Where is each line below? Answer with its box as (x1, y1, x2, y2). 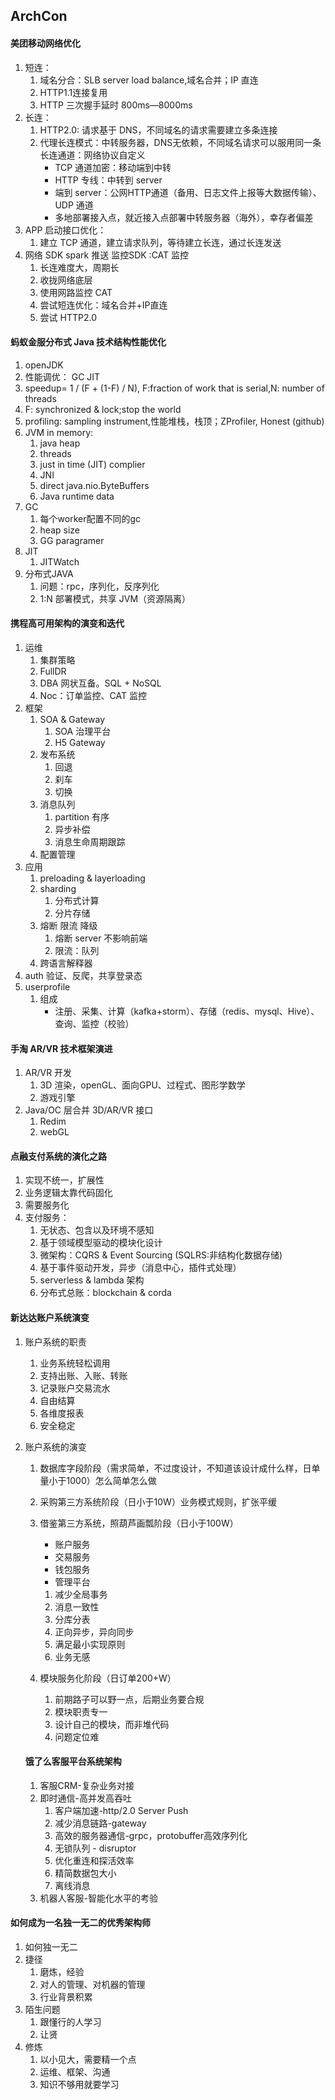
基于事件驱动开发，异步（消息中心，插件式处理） (39, 1262, 242, 1274)
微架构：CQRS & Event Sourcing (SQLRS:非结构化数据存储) (39, 1249, 283, 1261)
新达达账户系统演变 (10, 1312, 90, 1323)
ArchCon (10, 8, 68, 25)
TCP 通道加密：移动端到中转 (54, 161, 172, 173)
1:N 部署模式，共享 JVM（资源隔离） (39, 592, 192, 604)
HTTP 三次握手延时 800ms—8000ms (39, 99, 193, 111)
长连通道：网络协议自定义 (39, 149, 146, 161)
